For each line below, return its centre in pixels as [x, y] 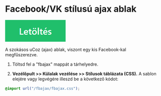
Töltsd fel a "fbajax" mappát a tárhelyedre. [55, 64]
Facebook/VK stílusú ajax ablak [71, 9]
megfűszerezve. [22, 54]
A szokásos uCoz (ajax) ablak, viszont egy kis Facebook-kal [66, 49]
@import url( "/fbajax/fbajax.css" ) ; [42, 88]
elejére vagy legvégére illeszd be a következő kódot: [65, 79]
